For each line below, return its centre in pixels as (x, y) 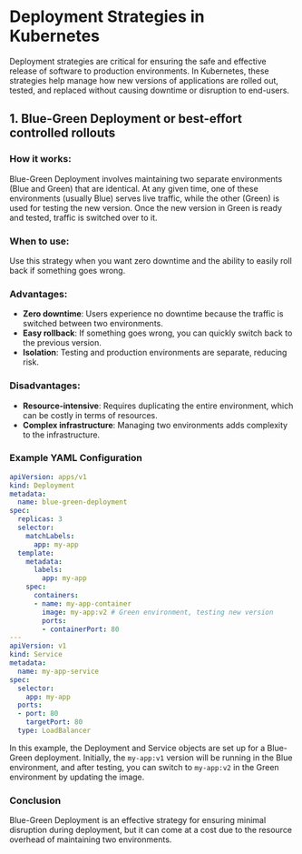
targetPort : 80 (54, 722)
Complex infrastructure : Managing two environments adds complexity (155, 425)
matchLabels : (50, 536)
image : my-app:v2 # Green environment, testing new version (158, 612)
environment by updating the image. (77, 777)
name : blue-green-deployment (73, 502)
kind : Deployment (42, 485)
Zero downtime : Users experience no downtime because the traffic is (153, 314)
